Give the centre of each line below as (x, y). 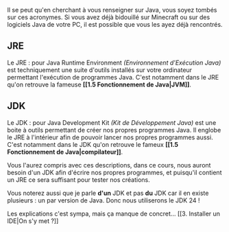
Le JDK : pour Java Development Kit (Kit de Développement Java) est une (112, 122)
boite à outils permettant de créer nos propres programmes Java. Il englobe (114, 130)
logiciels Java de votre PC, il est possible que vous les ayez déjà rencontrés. (115, 24)
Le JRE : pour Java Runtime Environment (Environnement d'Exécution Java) (114, 62)
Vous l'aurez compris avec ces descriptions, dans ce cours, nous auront (109, 165)
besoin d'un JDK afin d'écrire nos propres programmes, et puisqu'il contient (114, 172)
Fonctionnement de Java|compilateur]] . (65, 152)
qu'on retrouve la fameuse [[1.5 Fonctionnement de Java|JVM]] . (99, 84)
